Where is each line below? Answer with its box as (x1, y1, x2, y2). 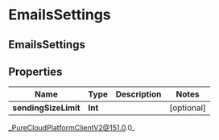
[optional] (168, 102, 207, 113)
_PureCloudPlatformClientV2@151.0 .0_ (8, 123, 135, 133)
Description (115, 89, 162, 100)
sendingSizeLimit (12, 102, 81, 113)
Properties (8, 64, 63, 78)
